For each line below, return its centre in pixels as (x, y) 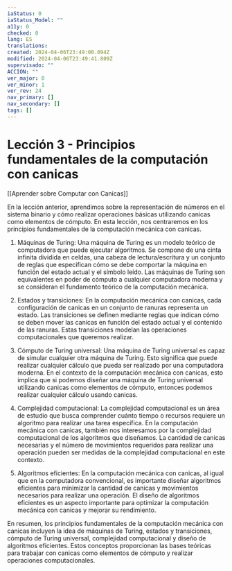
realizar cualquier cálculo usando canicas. (77, 394)
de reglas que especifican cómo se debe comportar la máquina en (112, 264)
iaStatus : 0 (24, 14)
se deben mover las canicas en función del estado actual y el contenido (120, 322)
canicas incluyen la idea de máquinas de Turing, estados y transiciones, (110, 531)
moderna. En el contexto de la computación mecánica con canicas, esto (120, 373)
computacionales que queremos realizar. (75, 336)
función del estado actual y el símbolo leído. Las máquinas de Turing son (121, 272)
